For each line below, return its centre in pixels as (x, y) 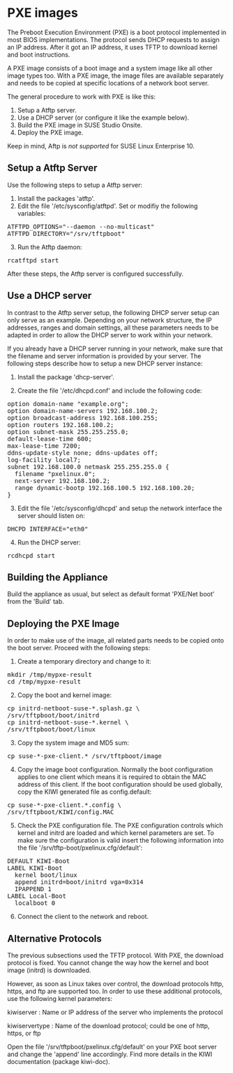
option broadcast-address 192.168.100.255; (83, 418)
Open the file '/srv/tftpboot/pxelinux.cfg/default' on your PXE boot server (112, 1047)
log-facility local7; (44, 460)
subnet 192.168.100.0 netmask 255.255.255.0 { (88, 467)
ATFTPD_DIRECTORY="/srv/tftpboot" (66, 233)
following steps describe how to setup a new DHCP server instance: (105, 363)
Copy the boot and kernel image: (65, 695)
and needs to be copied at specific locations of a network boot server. (108, 83)
